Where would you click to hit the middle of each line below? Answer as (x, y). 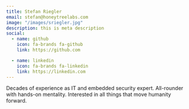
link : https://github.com (49, 50)
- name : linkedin (33, 60)
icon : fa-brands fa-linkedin (53, 66)
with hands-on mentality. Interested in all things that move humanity (89, 94)
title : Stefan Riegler (34, 11)
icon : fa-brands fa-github (50, 45)
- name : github (30, 39)
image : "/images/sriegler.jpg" (45, 22)
